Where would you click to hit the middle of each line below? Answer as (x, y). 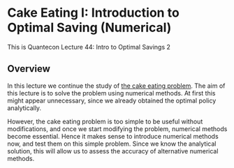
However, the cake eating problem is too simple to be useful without (105, 121)
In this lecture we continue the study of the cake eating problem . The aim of (116, 86)
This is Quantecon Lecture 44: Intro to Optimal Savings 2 (89, 47)
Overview (29, 69)
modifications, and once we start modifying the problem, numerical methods (117, 129)
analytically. (24, 108)
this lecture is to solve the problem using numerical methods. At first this (111, 93)
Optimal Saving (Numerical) (89, 28)
